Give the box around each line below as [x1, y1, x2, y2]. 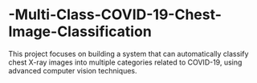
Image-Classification [8, 22, 153, 41]
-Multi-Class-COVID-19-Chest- [8, 6, 222, 24]
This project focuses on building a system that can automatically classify [8, 49, 249, 58]
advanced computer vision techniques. [8, 65, 138, 75]
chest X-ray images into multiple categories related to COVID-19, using [8, 57, 243, 67]
